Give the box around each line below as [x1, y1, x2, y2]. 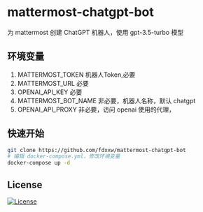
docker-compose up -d [7, 160, 71, 167]
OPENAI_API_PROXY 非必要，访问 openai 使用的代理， [17, 105, 176, 114]
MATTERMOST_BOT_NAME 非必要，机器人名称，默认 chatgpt [17, 96, 196, 105]
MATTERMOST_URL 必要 [17, 79, 90, 87]
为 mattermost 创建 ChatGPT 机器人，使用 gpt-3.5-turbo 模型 [7, 28, 184, 36]
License [7, 179, 43, 190]
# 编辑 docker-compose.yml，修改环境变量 [7, 153, 120, 160]
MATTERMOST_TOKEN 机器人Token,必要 [17, 70, 136, 79]
